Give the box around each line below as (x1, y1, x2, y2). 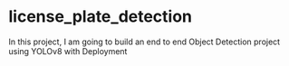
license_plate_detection (8, 6, 192, 27)
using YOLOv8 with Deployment (8, 45, 128, 56)
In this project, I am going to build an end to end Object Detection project (8, 36, 281, 47)
